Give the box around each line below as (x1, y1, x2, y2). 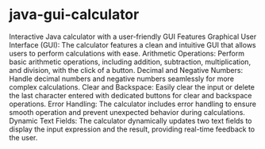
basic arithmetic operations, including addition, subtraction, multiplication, (9, 57, 252, 67)
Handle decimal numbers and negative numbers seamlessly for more (9, 74, 235, 83)
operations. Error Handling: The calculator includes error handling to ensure (9, 99, 257, 109)
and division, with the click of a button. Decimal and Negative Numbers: (9, 65, 244, 74)
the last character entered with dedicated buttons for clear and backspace (9, 90, 252, 100)
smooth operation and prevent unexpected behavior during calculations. (9, 107, 245, 117)
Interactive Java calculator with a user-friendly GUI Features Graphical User (9, 32, 257, 41)
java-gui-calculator (9, 6, 140, 24)
